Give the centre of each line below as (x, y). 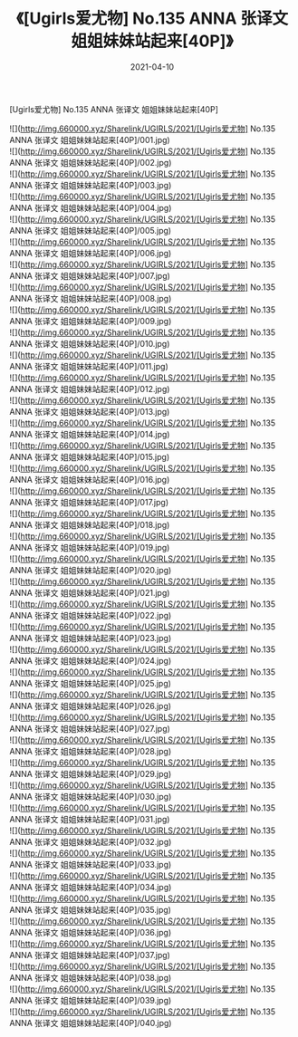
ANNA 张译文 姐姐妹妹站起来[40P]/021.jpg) (90, 592)
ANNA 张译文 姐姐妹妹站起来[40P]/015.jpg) (90, 456)
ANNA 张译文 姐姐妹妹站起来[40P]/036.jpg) (91, 932)
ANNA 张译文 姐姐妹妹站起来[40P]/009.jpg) (91, 321)
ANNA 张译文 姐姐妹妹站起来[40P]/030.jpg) (91, 796)
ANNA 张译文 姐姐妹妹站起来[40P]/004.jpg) (91, 207)
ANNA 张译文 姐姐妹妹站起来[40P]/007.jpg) (90, 275)
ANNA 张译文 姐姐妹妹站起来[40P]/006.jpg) (91, 253)
